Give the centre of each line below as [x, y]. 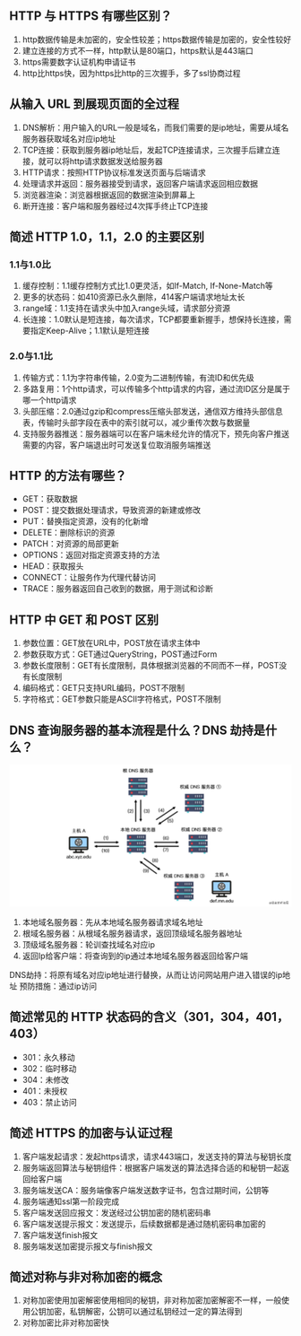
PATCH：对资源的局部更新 [70, 544]
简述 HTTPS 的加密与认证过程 [91, 1133]
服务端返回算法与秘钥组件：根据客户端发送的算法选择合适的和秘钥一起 [152, 1167]
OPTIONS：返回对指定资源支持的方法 [91, 555]
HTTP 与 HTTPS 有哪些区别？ [91, 16]
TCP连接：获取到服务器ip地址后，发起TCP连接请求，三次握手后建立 [147, 150]
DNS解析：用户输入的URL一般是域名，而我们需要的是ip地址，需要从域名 [155, 127]
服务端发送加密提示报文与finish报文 [87, 1246]
